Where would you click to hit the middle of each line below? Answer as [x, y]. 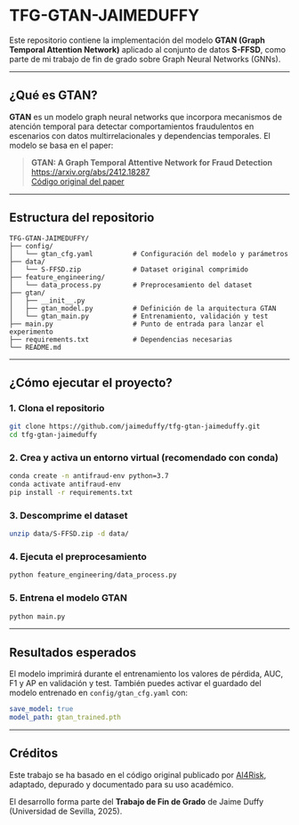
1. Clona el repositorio [57, 408]
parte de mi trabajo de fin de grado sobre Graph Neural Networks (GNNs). [145, 59]
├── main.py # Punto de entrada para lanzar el [137, 324]
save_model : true [41, 709]
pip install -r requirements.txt [71, 493]
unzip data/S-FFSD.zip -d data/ [69, 534]
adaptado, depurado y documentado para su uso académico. [121, 784]
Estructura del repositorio [82, 218]
